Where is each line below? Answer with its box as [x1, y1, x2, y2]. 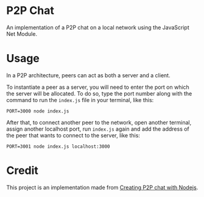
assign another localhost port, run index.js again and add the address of [6, 125, 190, 133]
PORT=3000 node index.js [6, 108, 69, 114]
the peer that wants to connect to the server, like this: [6, 131, 140, 139]
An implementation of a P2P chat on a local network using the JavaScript [6, 24, 190, 31]
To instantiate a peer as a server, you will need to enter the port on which [6, 83, 190, 91]
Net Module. [6, 30, 38, 37]
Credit [6, 164, 38, 178]
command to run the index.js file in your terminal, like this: [6, 96, 154, 103]
